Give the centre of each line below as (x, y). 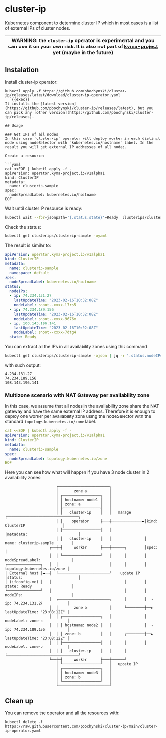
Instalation (22, 70)
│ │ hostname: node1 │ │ (84, 500)
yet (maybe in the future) (83, 52)
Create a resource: (25, 156)
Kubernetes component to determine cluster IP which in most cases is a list (82, 23)
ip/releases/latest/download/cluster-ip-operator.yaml (63, 95)
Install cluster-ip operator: (31, 82)
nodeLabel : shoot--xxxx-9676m (45, 319)
